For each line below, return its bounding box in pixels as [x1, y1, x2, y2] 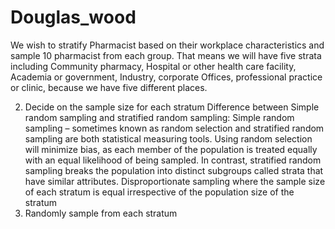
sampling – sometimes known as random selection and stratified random [24, 122, 325, 134]
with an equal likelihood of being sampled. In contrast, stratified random [24, 154, 322, 166]
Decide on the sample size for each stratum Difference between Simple [24, 101, 320, 113]
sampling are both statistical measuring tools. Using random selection [24, 132, 313, 145]
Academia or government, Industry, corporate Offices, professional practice [10, 71, 323, 83]
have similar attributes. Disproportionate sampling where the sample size [24, 175, 326, 187]
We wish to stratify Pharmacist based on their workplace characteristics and [10, 39, 325, 51]
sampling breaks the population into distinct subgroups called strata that [24, 164, 324, 176]
